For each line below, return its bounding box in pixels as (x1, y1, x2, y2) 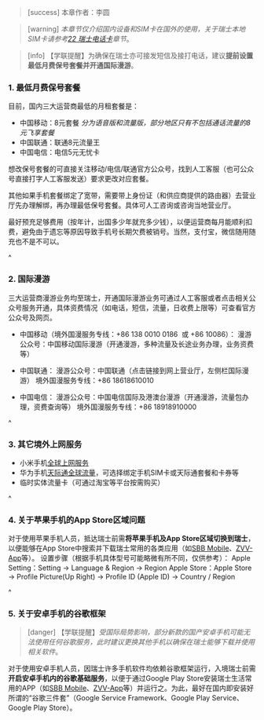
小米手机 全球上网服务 (19, 458, 89, 467)
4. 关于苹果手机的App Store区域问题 (8, 514, 145, 525)
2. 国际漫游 (8, 274, 50, 285)
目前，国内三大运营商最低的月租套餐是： (8, 101, 139, 111)
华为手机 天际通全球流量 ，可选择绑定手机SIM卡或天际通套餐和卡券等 (19, 467, 240, 477)
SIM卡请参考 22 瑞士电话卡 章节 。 (27, 35, 134, 43)
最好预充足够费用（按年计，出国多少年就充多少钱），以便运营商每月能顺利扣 (8, 217, 253, 227)
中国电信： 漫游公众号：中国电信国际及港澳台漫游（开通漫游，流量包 (19, 392, 242, 401)
